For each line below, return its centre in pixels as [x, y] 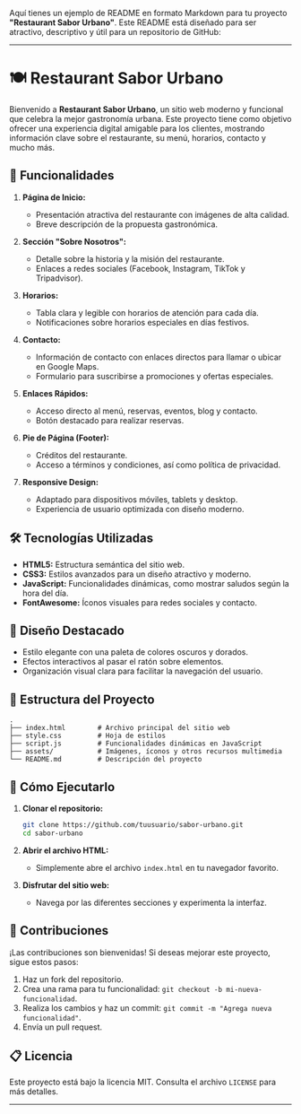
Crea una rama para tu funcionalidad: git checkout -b [122, 988]
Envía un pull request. [62, 1027]
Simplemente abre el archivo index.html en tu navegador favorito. [157, 867]
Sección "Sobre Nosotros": [74, 241]
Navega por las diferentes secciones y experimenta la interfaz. [151, 902]
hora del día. [45, 593]
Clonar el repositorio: [62, 808]
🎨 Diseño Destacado [67, 630]
